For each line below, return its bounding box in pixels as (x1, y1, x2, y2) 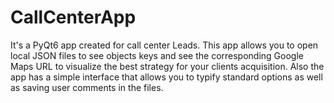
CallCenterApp (10, 6, 137, 29)
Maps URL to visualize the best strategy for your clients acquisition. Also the (10, 60, 325, 72)
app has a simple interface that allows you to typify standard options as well (10, 71, 323, 83)
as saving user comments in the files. (10, 81, 164, 93)
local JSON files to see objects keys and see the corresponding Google (10, 49, 304, 61)
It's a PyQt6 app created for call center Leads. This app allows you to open (10, 39, 319, 51)
